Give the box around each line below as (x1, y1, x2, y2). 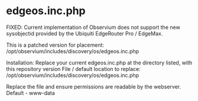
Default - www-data (6, 89, 55, 96)
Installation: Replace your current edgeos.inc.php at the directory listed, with (6, 59, 193, 66)
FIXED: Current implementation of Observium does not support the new (6, 24, 180, 31)
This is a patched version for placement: (6, 41, 105, 48)
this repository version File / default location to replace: (6, 65, 141, 72)
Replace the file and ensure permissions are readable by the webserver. (6, 83, 181, 90)
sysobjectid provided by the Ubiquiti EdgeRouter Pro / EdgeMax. (6, 30, 163, 37)
